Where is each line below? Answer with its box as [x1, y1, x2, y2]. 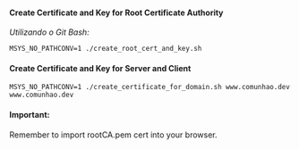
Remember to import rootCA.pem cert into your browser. [9, 129, 218, 140]
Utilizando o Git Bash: [9, 27, 90, 37]
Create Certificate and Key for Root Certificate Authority [9, 7, 224, 18]
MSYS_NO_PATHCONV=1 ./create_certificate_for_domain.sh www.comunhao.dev [9, 83, 291, 92]
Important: [9, 110, 50, 120]
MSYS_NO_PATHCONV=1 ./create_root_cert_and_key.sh [9, 45, 202, 54]
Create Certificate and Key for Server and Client [9, 62, 192, 73]
